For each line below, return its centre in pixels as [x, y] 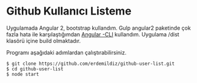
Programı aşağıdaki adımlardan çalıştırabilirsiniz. [66, 52]
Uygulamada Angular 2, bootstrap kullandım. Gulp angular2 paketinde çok [98, 28]
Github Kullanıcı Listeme [69, 11]
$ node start [23, 74]
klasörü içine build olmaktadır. [43, 41]
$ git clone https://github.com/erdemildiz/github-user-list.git [90, 64]
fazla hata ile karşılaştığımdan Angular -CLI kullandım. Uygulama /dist [93, 34]
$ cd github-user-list [35, 69]
